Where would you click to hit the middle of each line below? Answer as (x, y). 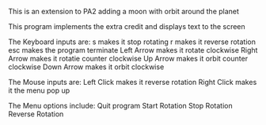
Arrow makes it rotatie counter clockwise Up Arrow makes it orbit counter (128, 59)
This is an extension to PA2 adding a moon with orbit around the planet (124, 11)
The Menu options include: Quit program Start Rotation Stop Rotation (120, 106)
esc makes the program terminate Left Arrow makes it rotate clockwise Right (133, 50)
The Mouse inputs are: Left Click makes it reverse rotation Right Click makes (133, 82)
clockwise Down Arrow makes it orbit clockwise (86, 67)
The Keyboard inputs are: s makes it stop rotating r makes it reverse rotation (132, 42)
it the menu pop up (39, 90)
